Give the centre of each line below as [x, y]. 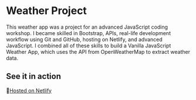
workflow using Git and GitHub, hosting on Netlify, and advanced [84, 39]
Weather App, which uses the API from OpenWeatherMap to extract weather [98, 51]
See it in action [34, 76]
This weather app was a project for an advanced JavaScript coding [87, 27]
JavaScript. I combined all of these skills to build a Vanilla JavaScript [89, 46]
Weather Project [47, 11]
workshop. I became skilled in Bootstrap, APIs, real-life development [88, 33]
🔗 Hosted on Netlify [29, 90]
